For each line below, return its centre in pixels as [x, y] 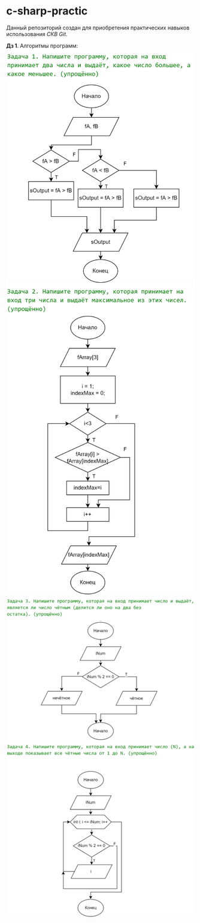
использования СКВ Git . [37, 34]
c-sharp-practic [47, 11]
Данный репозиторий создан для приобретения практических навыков [98, 28]
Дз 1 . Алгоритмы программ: [42, 46]
